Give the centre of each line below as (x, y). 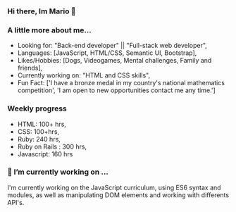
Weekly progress (37, 108)
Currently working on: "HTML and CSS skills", (83, 75)
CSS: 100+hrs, (38, 131)
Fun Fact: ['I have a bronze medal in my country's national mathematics (121, 83)
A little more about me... (49, 30)
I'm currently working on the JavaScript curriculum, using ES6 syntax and (114, 187)
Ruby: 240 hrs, (39, 139)
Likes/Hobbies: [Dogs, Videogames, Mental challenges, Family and (114, 61)
